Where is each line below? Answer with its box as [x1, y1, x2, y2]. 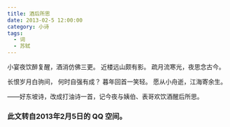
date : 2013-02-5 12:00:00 [7, 17, 82, 24]
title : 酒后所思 [7, 10, 50, 17]
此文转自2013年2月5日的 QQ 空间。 [7, 111, 127, 121]
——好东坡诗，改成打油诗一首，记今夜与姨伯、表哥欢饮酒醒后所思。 [7, 92, 203, 100]
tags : [7, 29, 23, 37]
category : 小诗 [7, 23, 50, 30]
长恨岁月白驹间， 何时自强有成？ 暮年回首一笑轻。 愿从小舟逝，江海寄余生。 [7, 77, 227, 86]
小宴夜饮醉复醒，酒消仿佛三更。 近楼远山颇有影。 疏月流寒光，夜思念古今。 [7, 63, 225, 70]
